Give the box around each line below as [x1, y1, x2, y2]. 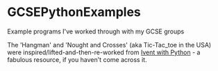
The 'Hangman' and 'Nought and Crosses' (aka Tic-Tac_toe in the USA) [7, 40, 212, 49]
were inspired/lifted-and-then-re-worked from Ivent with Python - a [7, 48, 201, 56]
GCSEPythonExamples [7, 4, 141, 20]
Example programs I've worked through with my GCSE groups [7, 27, 185, 35]
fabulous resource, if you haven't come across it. [7, 55, 147, 63]
